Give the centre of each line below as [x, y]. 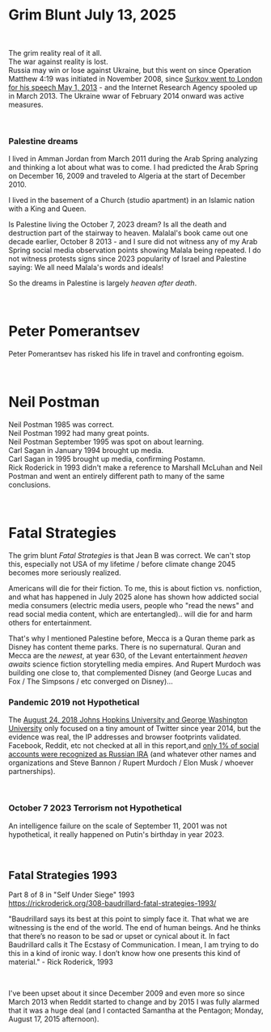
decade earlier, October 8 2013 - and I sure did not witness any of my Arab [133, 242]
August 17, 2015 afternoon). [54, 1019]
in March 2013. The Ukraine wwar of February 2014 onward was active [126, 95]
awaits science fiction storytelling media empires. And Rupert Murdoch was [135, 664]
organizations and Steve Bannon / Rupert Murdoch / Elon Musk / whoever [131, 763]
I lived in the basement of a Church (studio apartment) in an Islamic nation [131, 201]
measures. [26, 104]
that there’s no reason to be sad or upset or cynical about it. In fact [119, 937]
